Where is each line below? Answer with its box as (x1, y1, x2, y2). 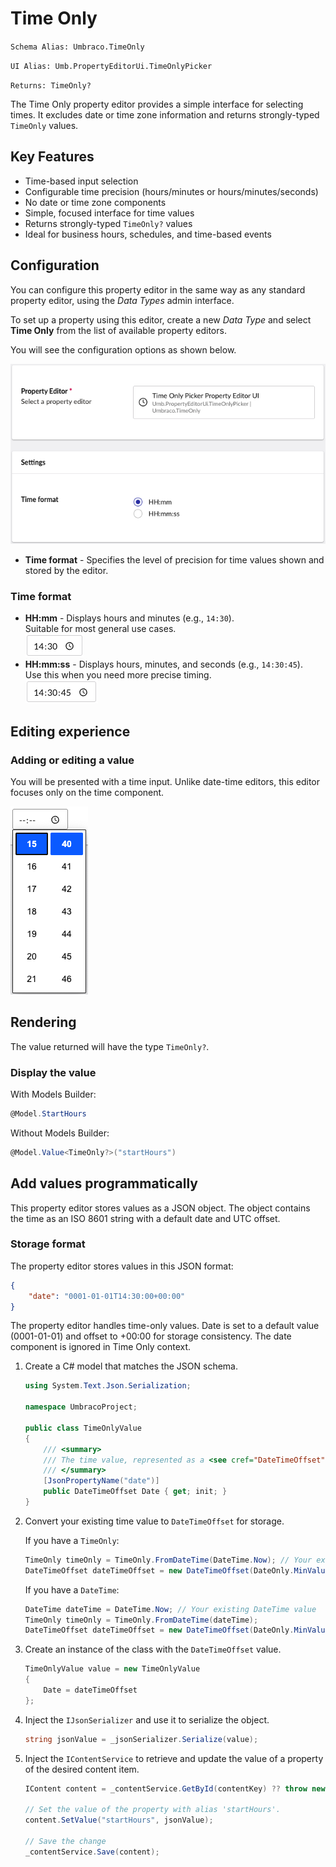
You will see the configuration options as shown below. (10, 343, 237, 356)
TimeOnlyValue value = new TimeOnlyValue (24, 1664, 201, 1674)
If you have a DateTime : (24, 1583, 120, 1596)
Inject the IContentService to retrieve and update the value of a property (24, 1752, 324, 1764)
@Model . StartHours (10, 1108, 87, 1119)
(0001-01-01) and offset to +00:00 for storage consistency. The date (10, 1330, 292, 1342)
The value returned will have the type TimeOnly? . (10, 1040, 210, 1052)
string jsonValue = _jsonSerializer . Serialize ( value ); (24, 1734, 259, 1744)
